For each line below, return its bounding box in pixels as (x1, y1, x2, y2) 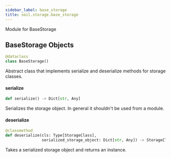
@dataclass (5, 54, 28, 59)
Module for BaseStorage (5, 26, 57, 32)
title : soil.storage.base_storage (5, 12, 79, 17)
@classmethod (5, 128, 33, 133)
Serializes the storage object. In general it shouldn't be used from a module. (5, 105, 164, 111)
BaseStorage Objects (5, 41, 74, 49)
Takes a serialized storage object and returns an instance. (5, 146, 127, 152)
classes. (5, 73, 23, 80)
